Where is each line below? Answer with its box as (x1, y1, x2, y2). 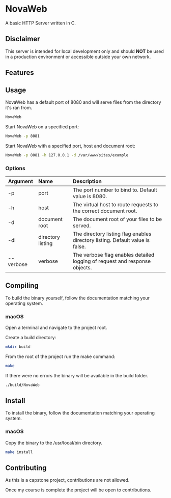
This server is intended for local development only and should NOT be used (5, 48, 164, 54)
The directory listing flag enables (73, 230, 152, 237)
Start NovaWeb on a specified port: (5, 123, 79, 130)
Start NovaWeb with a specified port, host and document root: (5, 143, 136, 149)
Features (5, 68, 34, 77)
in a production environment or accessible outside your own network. (5, 53, 151, 60)
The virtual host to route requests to (73, 201, 159, 208)
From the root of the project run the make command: (5, 353, 116, 359)
